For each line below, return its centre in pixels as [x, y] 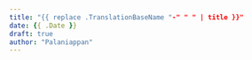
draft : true [31, 34]
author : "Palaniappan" [51, 42]
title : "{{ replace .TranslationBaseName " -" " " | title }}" [126, 17]
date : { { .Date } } [43, 26]
